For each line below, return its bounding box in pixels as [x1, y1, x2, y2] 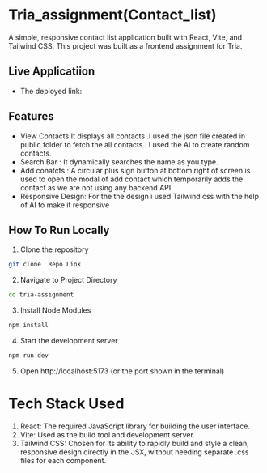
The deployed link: [19, 86, 83, 96]
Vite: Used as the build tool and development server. [19, 429, 196, 439]
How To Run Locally [8, 223, 110, 236]
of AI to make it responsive [19, 200, 110, 210]
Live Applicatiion [8, 65, 95, 79]
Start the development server [19, 336, 119, 345]
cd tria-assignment [8, 291, 74, 299]
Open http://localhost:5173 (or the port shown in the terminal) [19, 366, 225, 376]
